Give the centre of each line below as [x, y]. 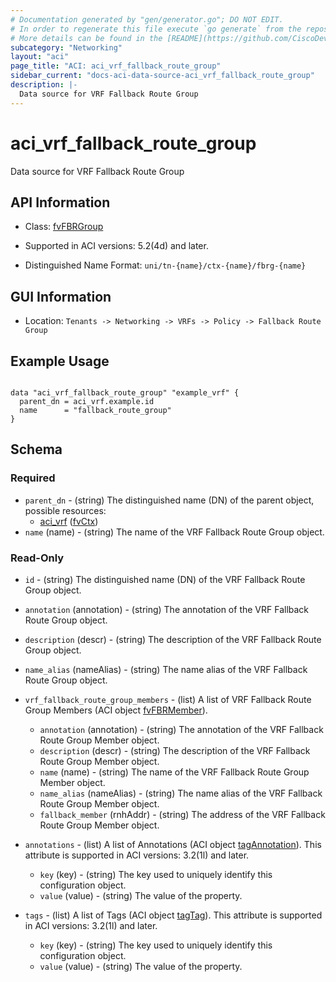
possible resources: [65, 510]
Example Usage [60, 361]
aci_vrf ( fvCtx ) [69, 521]
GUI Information [61, 296]
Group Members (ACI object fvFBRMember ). [116, 710]
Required [33, 478]
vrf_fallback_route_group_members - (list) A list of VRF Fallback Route [168, 699]
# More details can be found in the [86, 38]
